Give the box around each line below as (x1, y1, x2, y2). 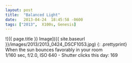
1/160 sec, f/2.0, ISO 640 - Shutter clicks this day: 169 (5, 52, 118, 58)
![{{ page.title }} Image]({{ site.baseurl (5, 36, 85, 42)
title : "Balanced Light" (5, 12, 60, 17)
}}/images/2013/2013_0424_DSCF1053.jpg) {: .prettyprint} (5, 41, 127, 48)
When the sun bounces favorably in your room (5, 47, 103, 53)
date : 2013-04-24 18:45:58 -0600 (5, 17, 83, 22)
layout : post (5, 7, 33, 13)
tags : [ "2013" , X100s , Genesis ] (5, 22, 76, 27)
